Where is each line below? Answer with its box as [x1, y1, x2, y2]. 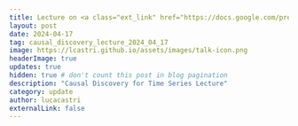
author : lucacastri [9, 95, 82, 105]
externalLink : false [9, 104, 86, 113]
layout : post [9, 21, 58, 30]
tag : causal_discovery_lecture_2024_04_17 [9, 37, 169, 47]
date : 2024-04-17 [9, 29, 74, 38]
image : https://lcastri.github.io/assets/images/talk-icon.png [9, 46, 248, 55]
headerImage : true [9, 54, 77, 63]
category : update [9, 87, 74, 96]
